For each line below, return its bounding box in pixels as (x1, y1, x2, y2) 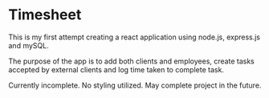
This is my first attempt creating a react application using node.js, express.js (8, 32, 261, 42)
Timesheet (8, 6, 82, 24)
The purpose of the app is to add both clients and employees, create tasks (8, 56, 255, 66)
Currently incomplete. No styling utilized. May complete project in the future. (8, 80, 262, 90)
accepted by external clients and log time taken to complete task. (8, 64, 225, 74)
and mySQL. (8, 40, 50, 50)
